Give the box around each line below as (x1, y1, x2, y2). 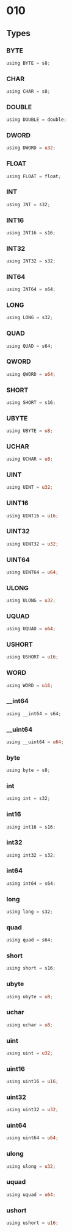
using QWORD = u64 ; (6, 371, 56, 377)
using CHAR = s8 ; (6, 88, 51, 95)
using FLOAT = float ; (6, 173, 62, 179)
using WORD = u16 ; (6, 682, 53, 688)
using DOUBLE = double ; (6, 117, 67, 123)
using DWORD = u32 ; (6, 145, 56, 151)
